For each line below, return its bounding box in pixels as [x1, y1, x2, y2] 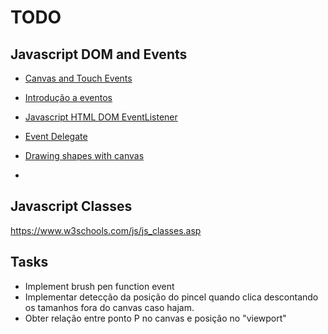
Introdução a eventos [24, 92, 113, 103]
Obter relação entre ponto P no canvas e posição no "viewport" [24, 312, 287, 324]
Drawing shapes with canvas [24, 150, 145, 161]
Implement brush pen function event [24, 280, 175, 292]
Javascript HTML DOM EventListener [24, 111, 178, 123]
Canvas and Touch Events [24, 72, 133, 84]
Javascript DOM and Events [10, 46, 188, 63]
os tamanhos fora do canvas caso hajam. [24, 301, 195, 313]
